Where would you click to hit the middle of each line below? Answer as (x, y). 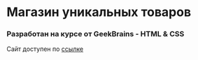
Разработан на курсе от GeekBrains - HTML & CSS (96, 34)
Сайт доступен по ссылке (45, 49)
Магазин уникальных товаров (99, 12)
